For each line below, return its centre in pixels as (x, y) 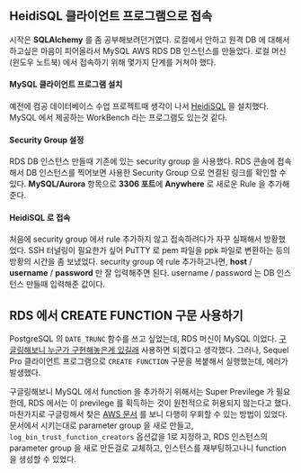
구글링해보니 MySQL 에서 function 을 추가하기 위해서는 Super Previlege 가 (142, 392)
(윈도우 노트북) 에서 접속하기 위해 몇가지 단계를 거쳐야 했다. (113, 62)
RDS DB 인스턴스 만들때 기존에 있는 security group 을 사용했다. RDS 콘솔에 (142, 161)
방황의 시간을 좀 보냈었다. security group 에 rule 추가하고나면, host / (131, 262)
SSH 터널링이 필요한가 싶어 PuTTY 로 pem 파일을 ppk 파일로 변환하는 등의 (159, 250)
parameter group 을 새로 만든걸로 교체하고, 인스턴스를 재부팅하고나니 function (148, 448)
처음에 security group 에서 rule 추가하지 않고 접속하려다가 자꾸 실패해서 (136, 239)
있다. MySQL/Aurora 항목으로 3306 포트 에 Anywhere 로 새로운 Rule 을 (138, 184)
